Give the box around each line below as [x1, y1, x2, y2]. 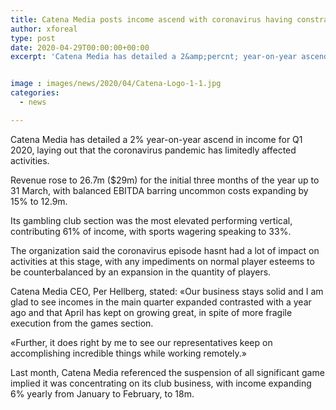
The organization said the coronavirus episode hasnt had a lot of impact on [10, 244, 320, 256]
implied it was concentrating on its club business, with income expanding [10, 377, 312, 389]
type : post [10, 33, 56, 43]
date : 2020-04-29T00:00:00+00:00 [10, 42, 150, 53]
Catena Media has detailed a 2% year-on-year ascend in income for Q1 [10, 133, 303, 145]
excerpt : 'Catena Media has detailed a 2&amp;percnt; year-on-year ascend [10, 52, 329, 62]
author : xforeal [10, 24, 78, 34]
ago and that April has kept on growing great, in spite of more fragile [10, 306, 293, 318]
